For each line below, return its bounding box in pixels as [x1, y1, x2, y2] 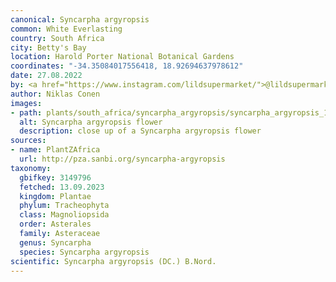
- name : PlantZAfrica [10, 145, 101, 155]
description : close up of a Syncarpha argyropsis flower [19, 126, 262, 136]
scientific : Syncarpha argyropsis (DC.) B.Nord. [10, 256, 217, 266]
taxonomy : [10, 163, 52, 173]
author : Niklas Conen [10, 89, 101, 99]
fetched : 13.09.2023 [19, 182, 105, 192]
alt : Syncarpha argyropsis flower [19, 117, 163, 127]
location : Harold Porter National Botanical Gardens [10, 52, 235, 62]
